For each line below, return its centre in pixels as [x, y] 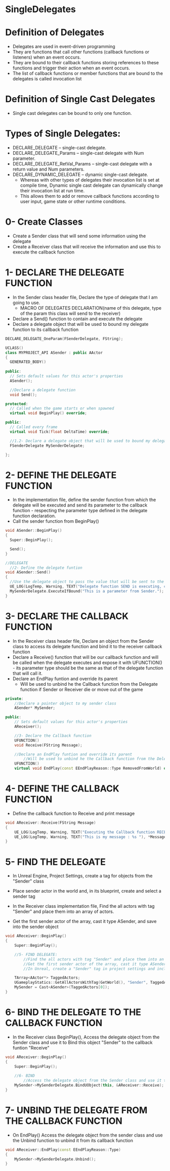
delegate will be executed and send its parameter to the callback [80, 505]
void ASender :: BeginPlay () [34, 531]
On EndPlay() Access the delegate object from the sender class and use [88, 1135]
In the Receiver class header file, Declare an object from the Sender [83, 641]
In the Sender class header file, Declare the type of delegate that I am [85, 297]
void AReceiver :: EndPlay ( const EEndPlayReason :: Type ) [63, 1150]
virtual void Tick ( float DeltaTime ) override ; [60, 432]
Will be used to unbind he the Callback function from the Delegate [89, 684]
